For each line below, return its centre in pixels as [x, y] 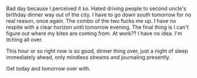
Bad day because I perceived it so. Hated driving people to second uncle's [96, 9]
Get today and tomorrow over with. [49, 69]
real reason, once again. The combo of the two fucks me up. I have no [91, 21]
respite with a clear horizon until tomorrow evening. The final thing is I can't [98, 27]
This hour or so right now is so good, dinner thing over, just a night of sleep [97, 51]
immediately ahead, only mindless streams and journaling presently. [88, 57]
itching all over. [24, 40]
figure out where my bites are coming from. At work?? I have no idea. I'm [94, 33]
